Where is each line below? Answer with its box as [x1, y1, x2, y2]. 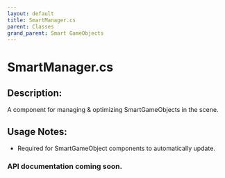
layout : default [7, 10, 54, 17]
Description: [7, 87, 62, 99]
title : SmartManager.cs [7, 17, 76, 24]
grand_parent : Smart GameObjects [7, 29, 104, 37]
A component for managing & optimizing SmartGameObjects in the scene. [7, 106, 219, 114]
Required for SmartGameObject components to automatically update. [17, 144, 215, 153]
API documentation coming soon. [7, 161, 123, 171]
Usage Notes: [7, 126, 67, 138]
